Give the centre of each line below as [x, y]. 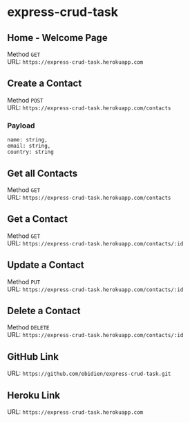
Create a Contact [45, 84]
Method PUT [24, 282]
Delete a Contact [44, 310]
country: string [30, 152]
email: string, [29, 146]
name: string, [28, 140]
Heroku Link [34, 395]
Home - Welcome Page [58, 38]
